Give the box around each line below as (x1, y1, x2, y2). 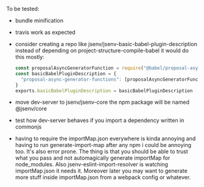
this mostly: (15, 53, 44, 60)
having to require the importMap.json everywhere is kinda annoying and (15, 135, 196, 142)
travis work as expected (15, 29, 76, 36)
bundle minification (15, 17, 64, 24)
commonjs (15, 123, 42, 131)
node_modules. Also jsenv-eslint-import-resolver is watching (15, 161, 169, 168)
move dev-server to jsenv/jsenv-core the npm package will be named (15, 98, 190, 106)
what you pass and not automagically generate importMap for (15, 154, 171, 161)
